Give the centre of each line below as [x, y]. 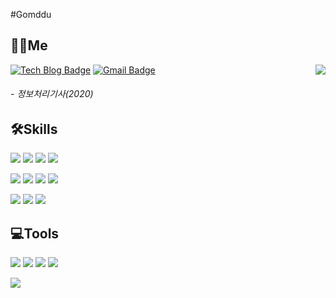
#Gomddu [31, 14]
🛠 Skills [34, 129]
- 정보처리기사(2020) [52, 94]
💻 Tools [35, 233]
